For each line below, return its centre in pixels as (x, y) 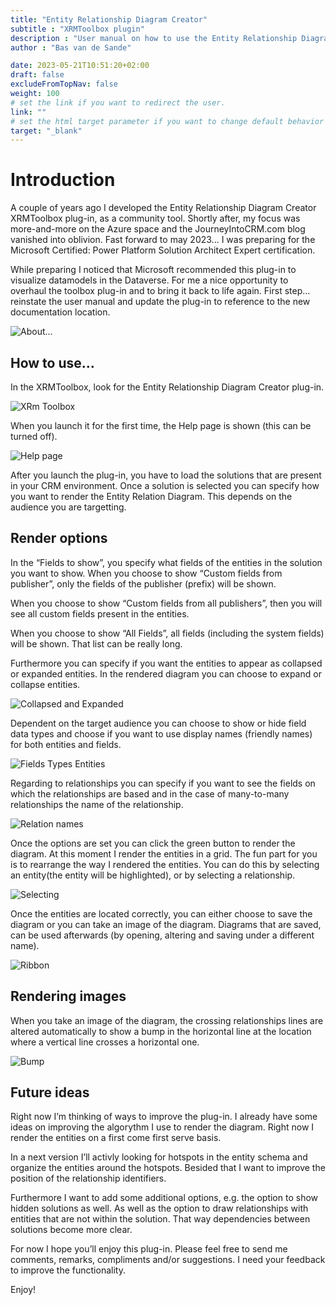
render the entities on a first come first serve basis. (116, 1138)
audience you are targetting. (68, 507)
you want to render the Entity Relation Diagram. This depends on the (151, 496)
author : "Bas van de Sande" (71, 47)
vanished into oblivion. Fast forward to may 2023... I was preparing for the (163, 240)
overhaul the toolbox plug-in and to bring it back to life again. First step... (160, 291)
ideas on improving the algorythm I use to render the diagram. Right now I (162, 1127)
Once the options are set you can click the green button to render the (153, 843)
